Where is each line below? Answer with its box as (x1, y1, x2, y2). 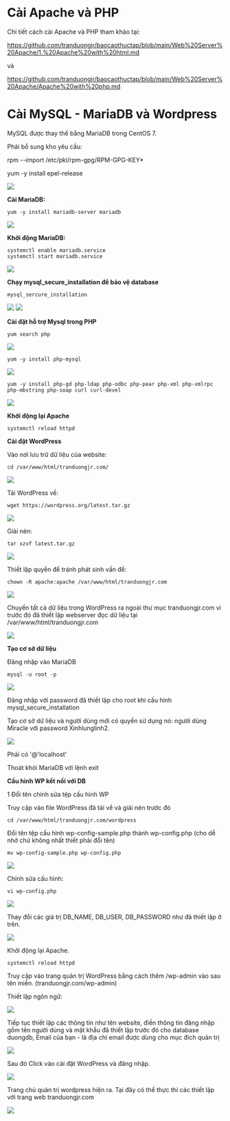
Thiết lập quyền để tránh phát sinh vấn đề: (7, 565, 127, 573)
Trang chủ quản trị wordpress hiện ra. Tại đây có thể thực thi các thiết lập (7, 1085, 215, 1093)
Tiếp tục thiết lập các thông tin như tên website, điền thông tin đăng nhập (7, 1018, 215, 1027)
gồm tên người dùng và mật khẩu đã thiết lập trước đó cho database (7, 1025, 199, 1034)
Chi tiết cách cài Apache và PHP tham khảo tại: (7, 28, 141, 36)
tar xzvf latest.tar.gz (7, 540, 76, 547)
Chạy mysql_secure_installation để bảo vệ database (7, 277, 159, 286)
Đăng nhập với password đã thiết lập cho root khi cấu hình (7, 696, 172, 704)
